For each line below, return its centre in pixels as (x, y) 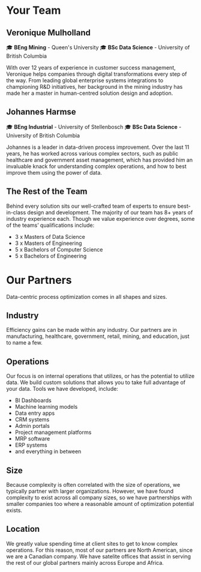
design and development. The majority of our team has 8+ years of (110, 212)
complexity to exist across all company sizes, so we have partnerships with (99, 498)
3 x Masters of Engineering (48, 243)
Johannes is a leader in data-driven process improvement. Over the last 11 (98, 147)
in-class (16, 212)
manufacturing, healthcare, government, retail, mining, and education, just (98, 336)
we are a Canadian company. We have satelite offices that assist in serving (98, 556)
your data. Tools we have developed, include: (62, 389)
